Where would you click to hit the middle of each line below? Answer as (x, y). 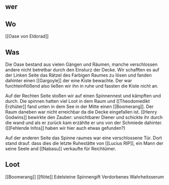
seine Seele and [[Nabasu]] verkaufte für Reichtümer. (61, 149)
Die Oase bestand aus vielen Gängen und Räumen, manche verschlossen (81, 64)
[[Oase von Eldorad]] (27, 36)
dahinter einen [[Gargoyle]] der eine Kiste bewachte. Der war (69, 81)
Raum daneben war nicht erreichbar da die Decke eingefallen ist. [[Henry (81, 112)
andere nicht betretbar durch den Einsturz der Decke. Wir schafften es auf (82, 70)
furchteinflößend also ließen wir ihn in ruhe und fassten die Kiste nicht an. (82, 86)
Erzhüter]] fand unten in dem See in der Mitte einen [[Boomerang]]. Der (79, 106)
